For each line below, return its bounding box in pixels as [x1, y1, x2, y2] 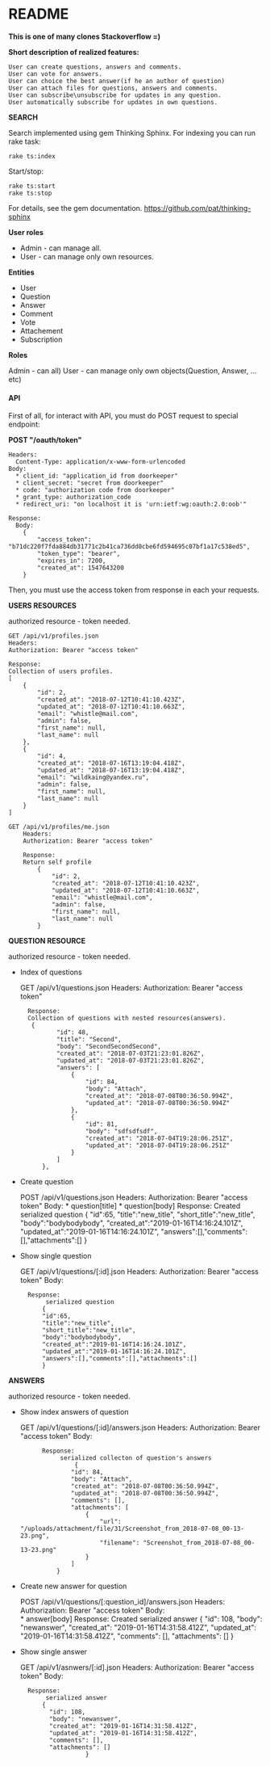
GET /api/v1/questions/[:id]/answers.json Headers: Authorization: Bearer [19, 1423, 260, 1432]
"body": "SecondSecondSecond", [56, 1043, 161, 1051]
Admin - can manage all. [19, 243, 102, 253]
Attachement [19, 326, 63, 335]
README [8, 5, 69, 23]
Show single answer [19, 1647, 87, 1657]
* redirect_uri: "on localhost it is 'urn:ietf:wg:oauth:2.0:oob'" [15, 500, 247, 509]
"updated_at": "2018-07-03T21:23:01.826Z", [56, 1057, 205, 1065]
